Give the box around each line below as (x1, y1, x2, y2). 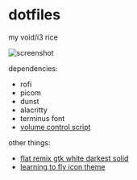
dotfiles (8, 6, 61, 24)
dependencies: (8, 63, 58, 73)
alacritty (19, 105, 48, 115)
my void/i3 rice (8, 32, 58, 42)
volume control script (19, 122, 91, 132)
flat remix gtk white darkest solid (19, 153, 129, 163)
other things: (8, 137, 51, 147)
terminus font (19, 113, 65, 123)
